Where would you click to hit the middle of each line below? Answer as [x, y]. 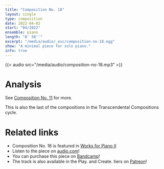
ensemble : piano [22, 32]
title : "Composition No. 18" [35, 10]
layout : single [21, 14]
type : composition [24, 19]
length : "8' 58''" [24, 37]
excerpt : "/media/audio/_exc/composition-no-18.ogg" [60, 42]
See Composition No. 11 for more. [39, 98]
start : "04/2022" [23, 28]
